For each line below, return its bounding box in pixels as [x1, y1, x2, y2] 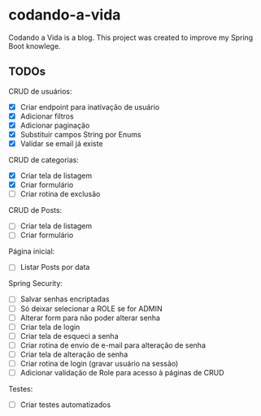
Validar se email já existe [20, 139, 103, 148]
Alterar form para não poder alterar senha [20, 313, 161, 323]
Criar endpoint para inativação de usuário [20, 102, 160, 111]
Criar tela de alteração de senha [20, 349, 128, 359]
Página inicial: [8, 246, 55, 257]
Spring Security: [8, 279, 63, 288]
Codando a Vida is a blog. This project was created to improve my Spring [8, 32, 254, 42]
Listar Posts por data [20, 262, 90, 272]
